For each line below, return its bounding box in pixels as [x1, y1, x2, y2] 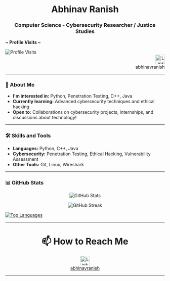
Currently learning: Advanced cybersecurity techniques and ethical [12, 98, 155, 104]
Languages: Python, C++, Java [12, 146, 78, 152]
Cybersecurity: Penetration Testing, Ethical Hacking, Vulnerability [12, 151, 151, 157]
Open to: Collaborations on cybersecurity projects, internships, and [12, 109, 153, 115]
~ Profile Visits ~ [5, 39, 41, 45]
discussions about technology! [12, 114, 77, 120]
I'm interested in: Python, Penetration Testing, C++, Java [12, 92, 133, 99]
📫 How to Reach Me [41, 236, 129, 247]
